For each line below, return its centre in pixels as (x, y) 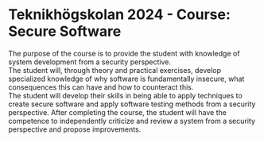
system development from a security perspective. (90, 62)
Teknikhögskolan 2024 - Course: (119, 15)
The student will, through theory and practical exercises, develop (115, 70)
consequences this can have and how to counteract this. (101, 87)
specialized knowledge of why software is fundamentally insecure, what (126, 79)
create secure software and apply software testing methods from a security (132, 104)
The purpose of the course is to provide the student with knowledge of (124, 53)
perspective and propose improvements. (75, 129)
